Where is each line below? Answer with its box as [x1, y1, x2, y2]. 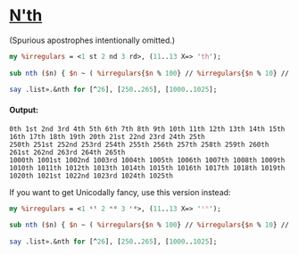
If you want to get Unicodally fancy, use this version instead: [9, 186, 231, 197]
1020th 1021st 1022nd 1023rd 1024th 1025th [9, 171, 174, 180]
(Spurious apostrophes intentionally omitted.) [9, 35, 176, 45]
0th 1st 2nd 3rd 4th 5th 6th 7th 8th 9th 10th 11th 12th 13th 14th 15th [9, 124, 286, 134]
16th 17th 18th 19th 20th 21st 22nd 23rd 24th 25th [9, 132, 205, 141]
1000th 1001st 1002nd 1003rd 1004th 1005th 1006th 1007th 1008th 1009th [9, 155, 286, 165]
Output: [9, 104, 38, 115]
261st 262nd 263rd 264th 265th [9, 148, 126, 157]
